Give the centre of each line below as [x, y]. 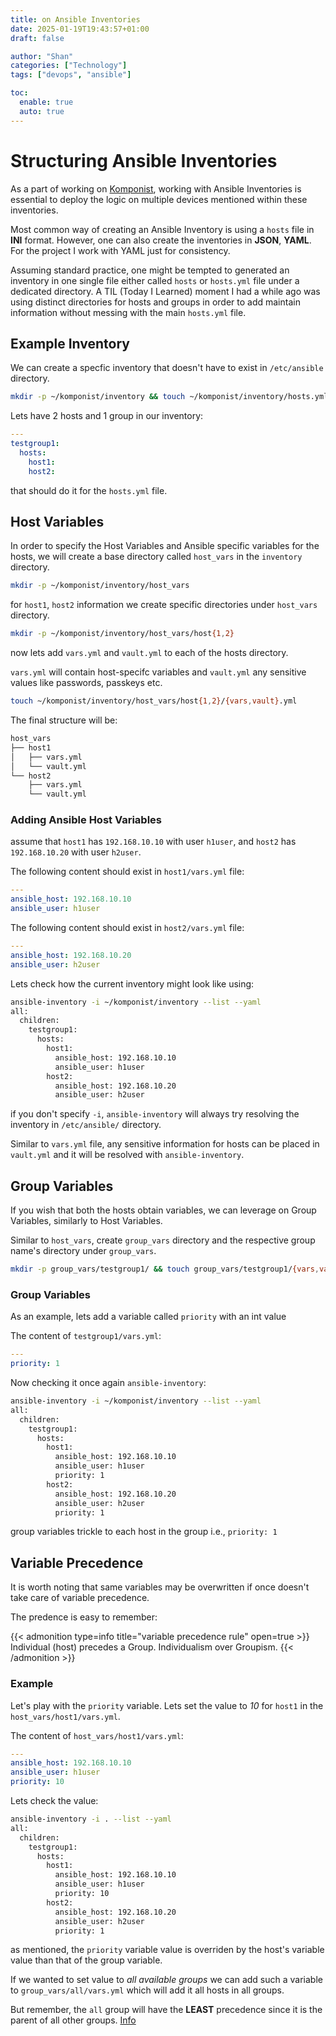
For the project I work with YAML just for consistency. [120, 250]
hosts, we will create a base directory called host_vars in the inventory [156, 557]
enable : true [46, 102]
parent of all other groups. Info [73, 2020]
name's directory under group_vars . [83, 1251]
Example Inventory [70, 343]
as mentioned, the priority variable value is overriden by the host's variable [167, 1950]
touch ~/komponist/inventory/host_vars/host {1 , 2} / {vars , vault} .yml [154, 701]
